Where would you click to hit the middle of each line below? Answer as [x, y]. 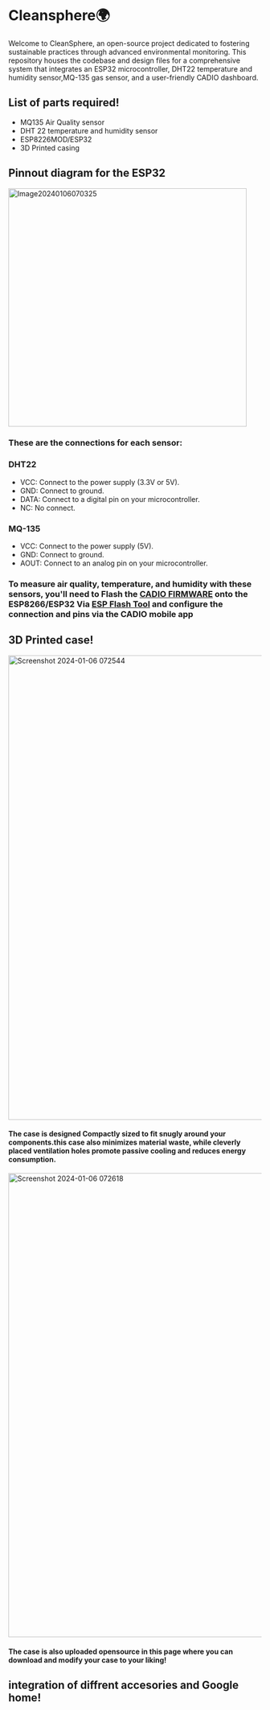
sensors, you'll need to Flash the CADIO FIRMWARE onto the [128, 594]
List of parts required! [64, 103]
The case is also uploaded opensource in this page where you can [121, 1651]
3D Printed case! [51, 640]
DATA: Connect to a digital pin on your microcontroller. [110, 499]
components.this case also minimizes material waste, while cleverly [125, 1142]
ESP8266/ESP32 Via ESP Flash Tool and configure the [116, 604]
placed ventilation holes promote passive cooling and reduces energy [127, 1151]
